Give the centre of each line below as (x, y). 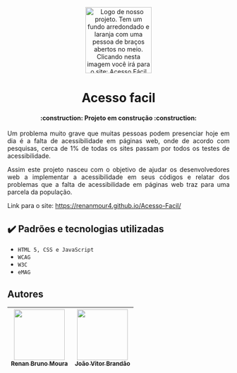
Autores (25, 294)
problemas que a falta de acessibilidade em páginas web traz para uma (119, 185)
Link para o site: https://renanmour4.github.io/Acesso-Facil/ (94, 206)
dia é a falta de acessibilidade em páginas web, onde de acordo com (119, 141)
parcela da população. (40, 192)
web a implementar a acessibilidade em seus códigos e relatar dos (119, 177)
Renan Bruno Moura (39, 364)
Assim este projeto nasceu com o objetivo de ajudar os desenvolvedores (119, 170)
